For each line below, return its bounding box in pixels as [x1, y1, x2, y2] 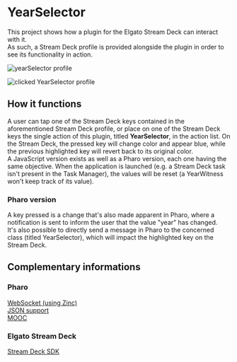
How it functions [7, 98, 82, 110]
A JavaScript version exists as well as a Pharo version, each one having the [7, 154, 227, 163]
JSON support [7, 305, 50, 315]
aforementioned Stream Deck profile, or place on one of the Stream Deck [7, 124, 221, 133]
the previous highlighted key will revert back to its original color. [7, 146, 193, 156]
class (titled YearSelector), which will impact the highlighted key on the [7, 233, 214, 242]
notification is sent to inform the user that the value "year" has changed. [7, 218, 218, 227]
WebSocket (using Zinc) [7, 298, 78, 307]
